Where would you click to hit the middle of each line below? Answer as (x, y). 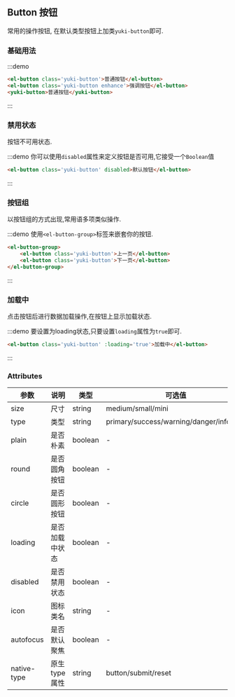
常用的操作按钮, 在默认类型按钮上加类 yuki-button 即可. (85, 31)
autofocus (27, 640)
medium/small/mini (137, 408)
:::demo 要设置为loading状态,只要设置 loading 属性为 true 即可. (94, 331)
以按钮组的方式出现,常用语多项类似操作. (64, 219)
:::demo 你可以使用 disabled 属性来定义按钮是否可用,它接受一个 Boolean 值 (111, 157)
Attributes (25, 375)
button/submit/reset (138, 673)
